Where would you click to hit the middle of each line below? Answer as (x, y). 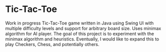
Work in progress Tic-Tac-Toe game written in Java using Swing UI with (79, 23)
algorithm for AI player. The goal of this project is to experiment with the (80, 33)
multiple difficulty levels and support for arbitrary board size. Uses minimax (83, 28)
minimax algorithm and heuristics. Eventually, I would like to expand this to (82, 39)
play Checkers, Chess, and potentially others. (52, 44)
